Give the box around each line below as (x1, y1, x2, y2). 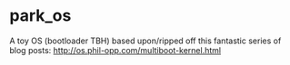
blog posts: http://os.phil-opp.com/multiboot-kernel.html (9, 44, 221, 55)
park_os (9, 5, 72, 26)
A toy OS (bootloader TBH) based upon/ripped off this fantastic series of (9, 35, 282, 46)
